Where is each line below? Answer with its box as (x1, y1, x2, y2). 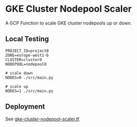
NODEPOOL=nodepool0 (5, 62, 47, 67)
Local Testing (5, 35, 49, 43)
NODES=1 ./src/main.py (5, 88, 53, 93)
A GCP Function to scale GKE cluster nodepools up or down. (5, 20, 132, 26)
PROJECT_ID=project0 (5, 48, 49, 54)
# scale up (5, 84, 29, 89)
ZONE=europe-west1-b (5, 53, 49, 58)
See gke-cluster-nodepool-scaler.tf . (5, 116, 80, 122)
